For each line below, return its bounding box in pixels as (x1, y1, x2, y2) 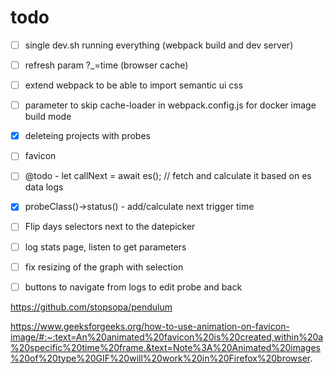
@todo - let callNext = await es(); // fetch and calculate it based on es (24, 170, 312, 182)
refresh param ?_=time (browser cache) (24, 59, 189, 71)
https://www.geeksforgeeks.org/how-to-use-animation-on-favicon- (10, 320, 290, 332)
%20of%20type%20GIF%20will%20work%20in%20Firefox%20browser (10, 352, 311, 364)
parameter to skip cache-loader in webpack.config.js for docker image (24, 99, 317, 111)
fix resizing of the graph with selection (24, 261, 184, 273)
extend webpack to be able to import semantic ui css (24, 79, 244, 91)
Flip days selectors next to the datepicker (24, 221, 196, 233)
